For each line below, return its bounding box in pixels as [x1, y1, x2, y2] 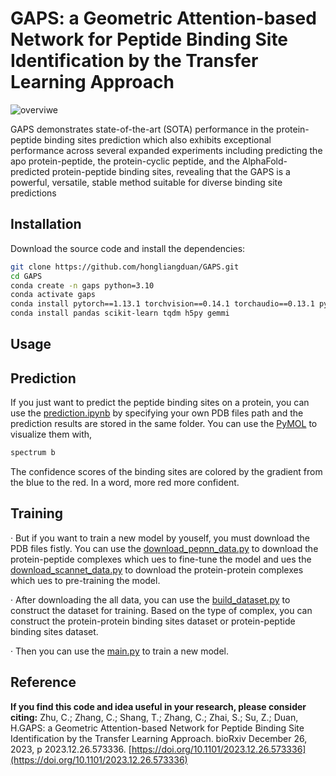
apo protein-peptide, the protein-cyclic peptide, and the [10, 155, 240, 167]
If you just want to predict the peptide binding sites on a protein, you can [10, 397, 310, 409]
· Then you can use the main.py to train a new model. [10, 645, 230, 657]
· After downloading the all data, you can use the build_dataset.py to [10, 593, 291, 606]
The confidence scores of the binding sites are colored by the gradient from [10, 466, 323, 478]
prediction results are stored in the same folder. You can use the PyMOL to [10, 418, 318, 430]
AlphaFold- [241, 155, 288, 167]
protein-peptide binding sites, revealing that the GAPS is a [51, 165, 291, 177]
